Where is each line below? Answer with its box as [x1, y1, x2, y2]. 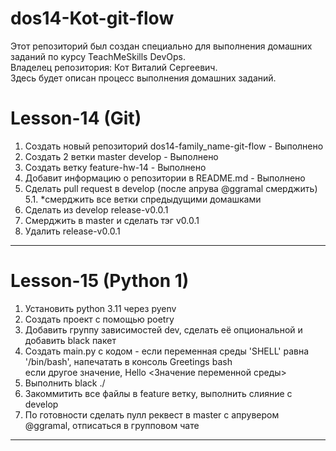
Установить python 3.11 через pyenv [24, 302, 177, 314]
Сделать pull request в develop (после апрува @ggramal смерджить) [24, 182, 318, 194]
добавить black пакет [24, 334, 117, 346]
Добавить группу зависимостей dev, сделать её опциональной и [24, 323, 303, 336]
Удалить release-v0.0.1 [24, 225, 121, 237]
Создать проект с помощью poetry [24, 313, 175, 325]
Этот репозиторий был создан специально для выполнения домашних [10, 40, 313, 52]
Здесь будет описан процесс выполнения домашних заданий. [10, 72, 277, 84]
